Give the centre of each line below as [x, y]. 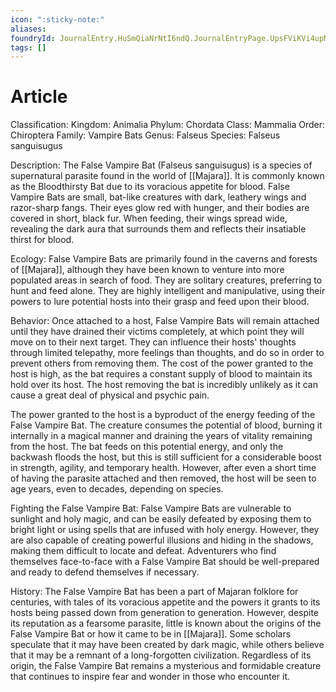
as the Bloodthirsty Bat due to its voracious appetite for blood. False [150, 187]
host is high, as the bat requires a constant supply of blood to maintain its [161, 374]
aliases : [28, 29]
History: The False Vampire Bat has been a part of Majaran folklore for [154, 592]
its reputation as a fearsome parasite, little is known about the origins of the [166, 623]
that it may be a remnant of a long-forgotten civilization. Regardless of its [161, 655]
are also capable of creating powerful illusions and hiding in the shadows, [162, 540]
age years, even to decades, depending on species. [117, 489]
